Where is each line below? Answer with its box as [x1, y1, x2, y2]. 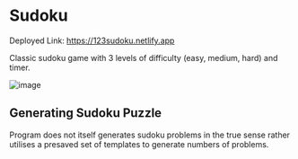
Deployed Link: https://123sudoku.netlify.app [9, 35, 175, 46]
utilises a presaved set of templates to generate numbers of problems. [9, 138, 269, 149]
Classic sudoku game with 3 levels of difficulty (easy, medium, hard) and [9, 52, 278, 63]
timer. [9, 62, 31, 73]
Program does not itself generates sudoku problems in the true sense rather [9, 129, 290, 140]
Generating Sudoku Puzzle [9, 105, 162, 121]
